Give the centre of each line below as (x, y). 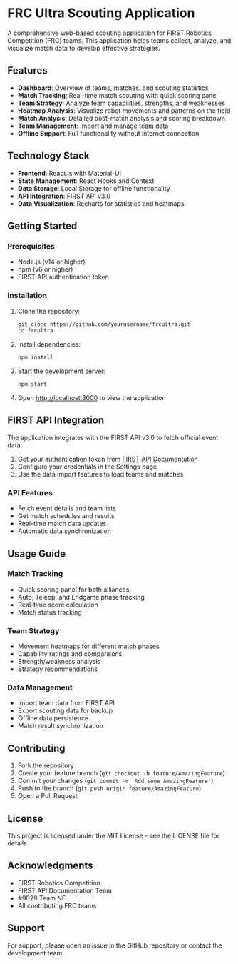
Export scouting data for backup (65, 711)
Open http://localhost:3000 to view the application (92, 398)
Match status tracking (50, 612)
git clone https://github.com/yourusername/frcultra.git (104, 324)
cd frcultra (35, 331)
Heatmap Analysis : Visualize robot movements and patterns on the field (124, 110)
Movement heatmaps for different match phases (88, 646)
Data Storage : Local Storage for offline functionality (94, 188)
